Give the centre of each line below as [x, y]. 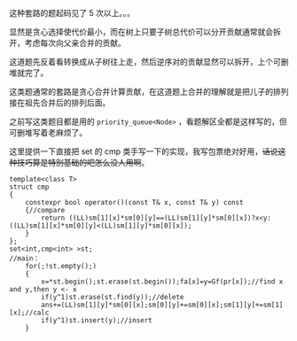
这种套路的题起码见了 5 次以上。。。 [72, 13]
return [53, 218]
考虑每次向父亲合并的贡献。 [75, 43]
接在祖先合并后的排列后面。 [60, 103]
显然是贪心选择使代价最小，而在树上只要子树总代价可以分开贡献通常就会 [141, 32]
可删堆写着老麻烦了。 [48, 132]
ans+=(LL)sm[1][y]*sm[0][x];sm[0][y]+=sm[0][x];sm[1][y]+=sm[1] [162, 305]
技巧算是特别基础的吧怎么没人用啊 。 [82, 163]
